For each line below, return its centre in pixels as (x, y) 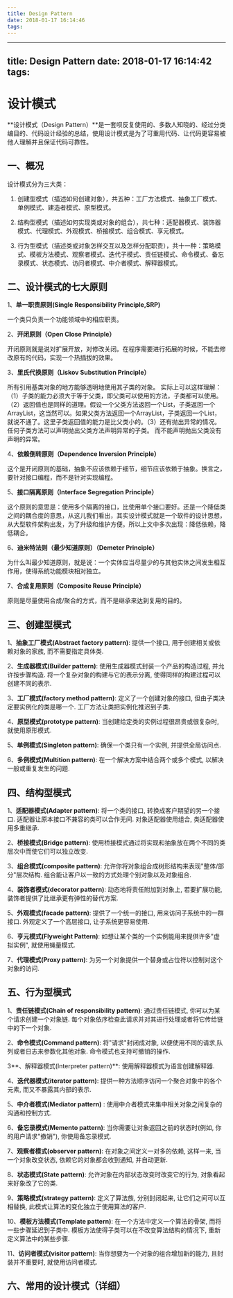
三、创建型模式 (39, 624)
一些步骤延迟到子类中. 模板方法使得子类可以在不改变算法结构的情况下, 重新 (114, 1230)
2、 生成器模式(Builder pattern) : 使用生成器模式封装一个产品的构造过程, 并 (113, 666)
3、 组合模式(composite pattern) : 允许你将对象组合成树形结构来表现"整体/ (113, 866)
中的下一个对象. (29, 1027)
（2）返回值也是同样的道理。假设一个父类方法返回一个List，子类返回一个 (111, 405)
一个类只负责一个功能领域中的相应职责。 (65, 319)
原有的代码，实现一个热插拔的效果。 (64, 357)
